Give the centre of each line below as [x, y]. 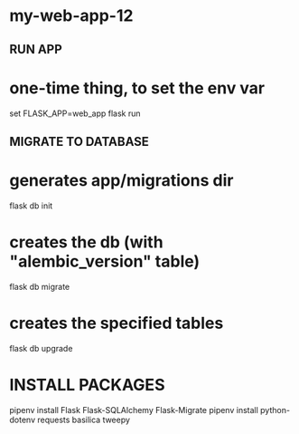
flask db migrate [40, 286]
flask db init [31, 206]
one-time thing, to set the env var [137, 88]
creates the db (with [87, 242]
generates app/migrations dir [121, 181]
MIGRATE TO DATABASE [79, 141]
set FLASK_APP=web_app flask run [75, 113]
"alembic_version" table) [105, 261]
